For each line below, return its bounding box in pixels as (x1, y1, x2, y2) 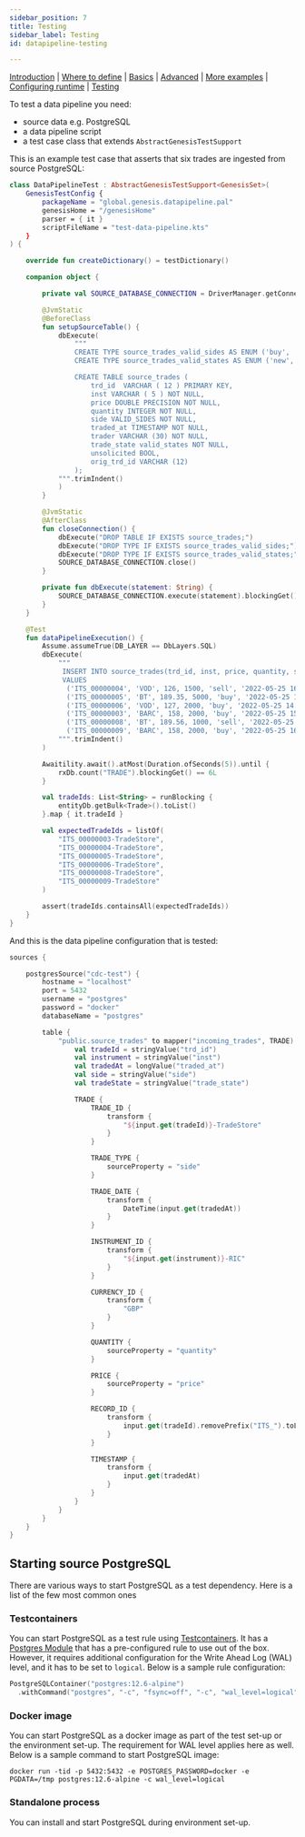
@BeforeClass (42, 314, 92, 323)
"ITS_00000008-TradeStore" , (57, 868, 165, 878)
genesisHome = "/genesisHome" (42, 206, 156, 215)
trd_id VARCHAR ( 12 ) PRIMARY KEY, (90, 381, 233, 390)
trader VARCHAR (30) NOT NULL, (90, 432, 209, 441)
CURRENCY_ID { (90, 1288, 144, 1297)
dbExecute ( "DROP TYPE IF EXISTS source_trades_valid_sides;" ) (57, 541, 299, 550)
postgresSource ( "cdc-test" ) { (25, 969, 141, 979)
